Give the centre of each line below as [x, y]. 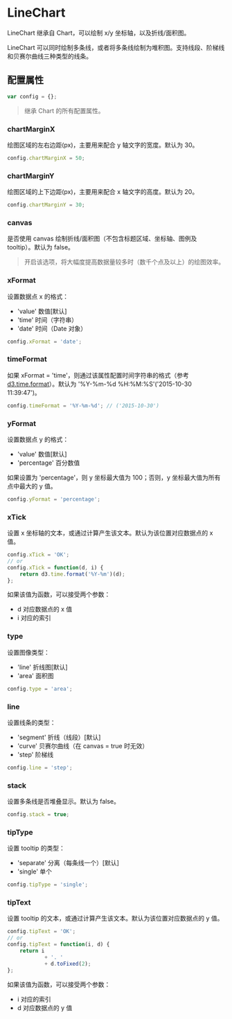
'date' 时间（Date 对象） [52, 328]
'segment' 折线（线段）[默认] [59, 737]
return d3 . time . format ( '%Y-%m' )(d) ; [73, 574]
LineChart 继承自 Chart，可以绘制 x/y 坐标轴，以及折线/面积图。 [99, 33]
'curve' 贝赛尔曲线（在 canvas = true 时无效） [83, 745]
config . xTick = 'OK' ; [38, 555]
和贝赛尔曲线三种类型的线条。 [50, 56]
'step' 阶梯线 [35, 754]
